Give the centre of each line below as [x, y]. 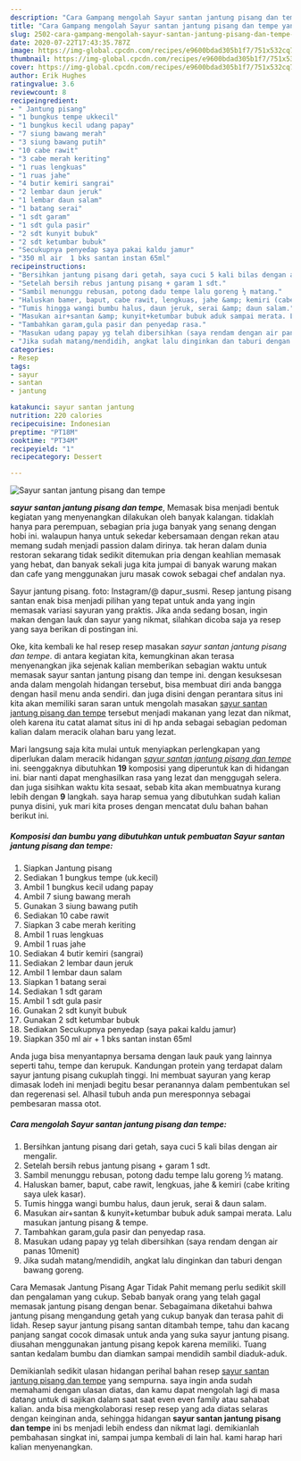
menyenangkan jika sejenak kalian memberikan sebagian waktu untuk [138, 665]
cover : [22, 68]
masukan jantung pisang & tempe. [86, 1223]
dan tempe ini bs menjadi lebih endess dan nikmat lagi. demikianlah [135, 1428]
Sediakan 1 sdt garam [63, 991]
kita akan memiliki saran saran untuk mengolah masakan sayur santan [139, 704]
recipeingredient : [44, 100]
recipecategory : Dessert [56, 457]
